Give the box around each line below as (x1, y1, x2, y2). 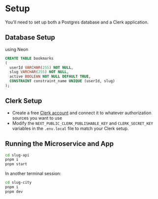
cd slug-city (5, 180, 32, 185)
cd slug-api (5, 152, 29, 157)
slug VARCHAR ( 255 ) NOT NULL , (9, 70, 69, 75)
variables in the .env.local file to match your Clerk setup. (12, 125, 129, 131)
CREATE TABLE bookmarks (5, 56, 54, 61)
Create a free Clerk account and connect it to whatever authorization (12, 110, 152, 116)
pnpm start (5, 162, 27, 167)
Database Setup (5, 33, 55, 42)
